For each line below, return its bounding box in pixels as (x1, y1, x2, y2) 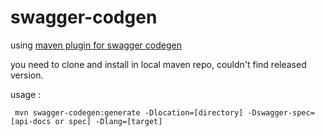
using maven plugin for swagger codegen (10, 39, 182, 51)
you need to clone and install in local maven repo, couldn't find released (10, 58, 307, 70)
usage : (10, 88, 42, 100)
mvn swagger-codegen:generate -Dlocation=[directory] (14, 107, 244, 118)
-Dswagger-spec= (247, 107, 315, 118)
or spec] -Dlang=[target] (54, 116, 163, 126)
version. (10, 69, 44, 81)
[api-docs (10, 116, 52, 126)
